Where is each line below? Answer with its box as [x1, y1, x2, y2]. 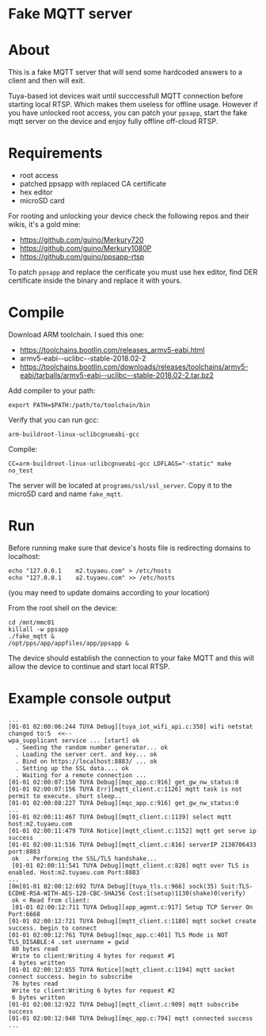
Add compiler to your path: [8, 386, 96, 395]
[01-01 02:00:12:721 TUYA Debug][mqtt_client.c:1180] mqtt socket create [8, 917, 257, 925]
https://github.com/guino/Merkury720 [19, 235, 144, 245]
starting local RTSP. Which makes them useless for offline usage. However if [8, 100, 258, 110]
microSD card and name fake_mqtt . [8, 489, 123, 499]
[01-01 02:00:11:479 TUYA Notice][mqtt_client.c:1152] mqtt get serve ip [8, 826, 257, 834]
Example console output [8, 690, 172, 707]
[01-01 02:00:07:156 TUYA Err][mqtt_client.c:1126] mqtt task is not [8, 785, 243, 793]
